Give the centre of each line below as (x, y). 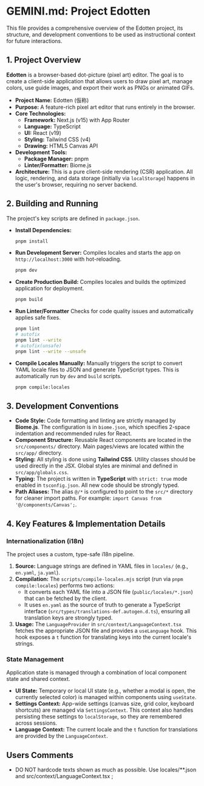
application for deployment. (49, 288)
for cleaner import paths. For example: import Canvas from (88, 498)
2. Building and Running (52, 204)
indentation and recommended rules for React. (73, 433)
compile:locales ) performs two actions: (65, 585)
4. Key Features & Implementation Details (86, 524)
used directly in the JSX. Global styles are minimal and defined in (96, 466)
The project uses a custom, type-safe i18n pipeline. (70, 554)
